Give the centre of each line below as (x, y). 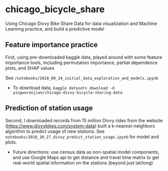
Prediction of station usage (49, 108)
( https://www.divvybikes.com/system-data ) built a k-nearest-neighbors (80, 126)
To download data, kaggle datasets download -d (64, 88)
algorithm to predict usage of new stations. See (55, 131)
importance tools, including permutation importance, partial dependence (81, 63)
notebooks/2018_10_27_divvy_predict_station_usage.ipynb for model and (82, 136)
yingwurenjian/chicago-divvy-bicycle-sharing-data (67, 93)
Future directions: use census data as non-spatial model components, (86, 152)
